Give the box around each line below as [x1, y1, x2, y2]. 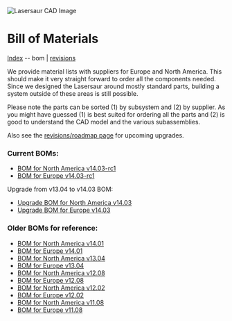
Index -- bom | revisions [7, 53, 76, 62]
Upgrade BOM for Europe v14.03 [17, 206, 111, 215]
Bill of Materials [7, 31, 99, 47]
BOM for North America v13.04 [17, 254, 106, 262]
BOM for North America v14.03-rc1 [17, 164, 116, 173]
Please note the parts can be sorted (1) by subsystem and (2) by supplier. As [7, 103, 226, 111]
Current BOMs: [7, 148, 59, 158]
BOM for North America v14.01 [17, 239, 105, 247]
